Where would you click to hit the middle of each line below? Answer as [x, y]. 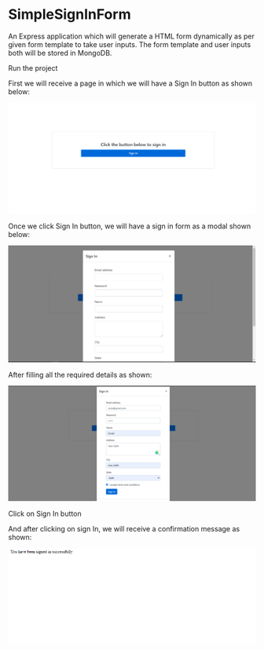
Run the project [33, 68]
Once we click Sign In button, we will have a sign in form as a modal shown [130, 226]
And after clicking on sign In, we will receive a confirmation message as [124, 528]
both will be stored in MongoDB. [60, 53]
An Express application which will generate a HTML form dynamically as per [132, 36]
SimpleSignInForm [70, 15]
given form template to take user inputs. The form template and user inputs [130, 44]
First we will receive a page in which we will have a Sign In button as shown [130, 83]
